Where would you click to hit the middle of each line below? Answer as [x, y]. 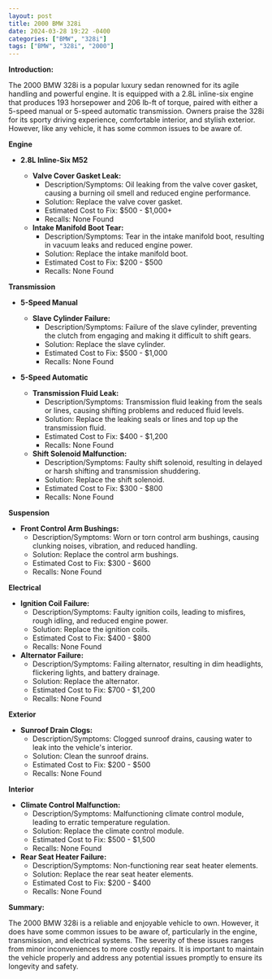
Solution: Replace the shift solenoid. [104, 480]
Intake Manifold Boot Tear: [78, 228]
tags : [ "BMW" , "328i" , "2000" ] [61, 46]
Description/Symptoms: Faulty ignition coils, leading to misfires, [139, 612]
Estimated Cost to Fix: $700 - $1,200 [94, 690]
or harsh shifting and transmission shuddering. [122, 471]
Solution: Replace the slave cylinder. [105, 345]
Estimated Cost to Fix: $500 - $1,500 [94, 840]
